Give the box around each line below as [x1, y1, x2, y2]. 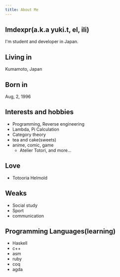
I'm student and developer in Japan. [5, 39, 79, 45]
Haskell [12, 240, 28, 246]
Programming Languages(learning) [5, 227, 116, 235]
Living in [5, 53, 32, 61]
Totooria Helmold [12, 175, 48, 181]
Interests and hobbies [5, 108, 74, 116]
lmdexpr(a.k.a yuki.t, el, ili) [5, 26, 89, 34]
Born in [5, 80, 28, 89]
